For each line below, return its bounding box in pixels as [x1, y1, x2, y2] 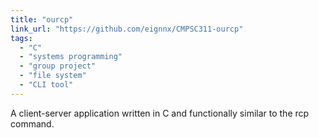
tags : [10, 33, 33, 43]
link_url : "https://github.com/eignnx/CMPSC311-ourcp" [10, 24, 244, 34]
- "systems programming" [19, 52, 123, 62]
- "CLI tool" [19, 80, 74, 90]
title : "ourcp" [10, 14, 74, 25]
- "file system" [19, 71, 87, 81]
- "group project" [19, 61, 97, 71]
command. [10, 117, 55, 130]
